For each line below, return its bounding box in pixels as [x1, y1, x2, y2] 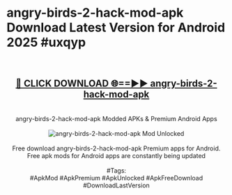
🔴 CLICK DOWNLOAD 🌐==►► [15, 78, 148, 90]
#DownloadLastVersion [82, 181, 150, 189]
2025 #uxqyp [6, 35, 86, 50]
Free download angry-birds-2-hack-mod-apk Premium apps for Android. [12, 144, 221, 153]
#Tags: [106, 166, 127, 175]
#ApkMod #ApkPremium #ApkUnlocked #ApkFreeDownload [29, 173, 203, 182]
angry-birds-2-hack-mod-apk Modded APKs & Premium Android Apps [15, 114, 217, 123]
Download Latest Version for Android [6, 19, 226, 36]
